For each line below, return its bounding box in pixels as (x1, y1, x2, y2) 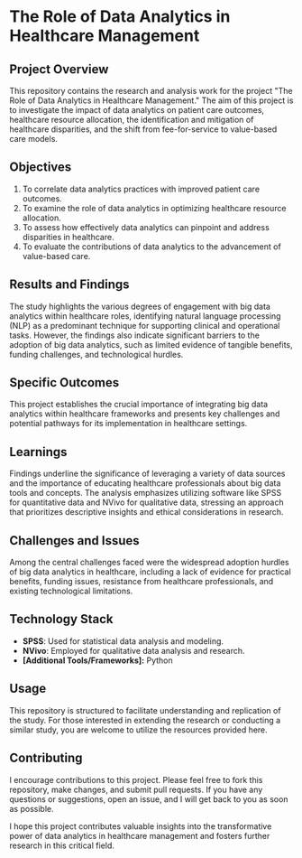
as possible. (9, 803, 54, 814)
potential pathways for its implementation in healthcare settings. (9, 418, 248, 429)
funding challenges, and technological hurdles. (9, 349, 184, 359)
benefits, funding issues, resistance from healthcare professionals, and (9, 576, 274, 587)
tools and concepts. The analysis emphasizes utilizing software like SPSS (9, 488, 282, 499)
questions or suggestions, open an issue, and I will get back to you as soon (9, 793, 288, 805)
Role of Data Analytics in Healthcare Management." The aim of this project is (9, 95, 294, 106)
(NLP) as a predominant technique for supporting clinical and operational (9, 320, 280, 331)
